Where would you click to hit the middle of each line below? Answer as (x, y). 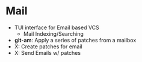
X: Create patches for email (48, 46)
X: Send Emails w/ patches (48, 52)
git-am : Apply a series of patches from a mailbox (75, 40)
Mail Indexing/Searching (53, 33)
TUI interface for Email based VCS (57, 27)
